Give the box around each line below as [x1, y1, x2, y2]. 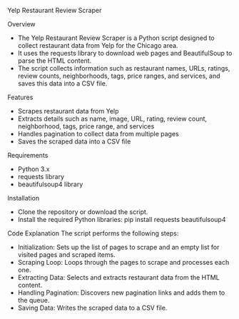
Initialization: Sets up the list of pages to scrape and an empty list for [17, 243, 220, 251]
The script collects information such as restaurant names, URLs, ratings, [17, 64, 230, 72]
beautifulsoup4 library [17, 180, 83, 188]
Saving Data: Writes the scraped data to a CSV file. [17, 303, 168, 312]
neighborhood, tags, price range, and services [17, 122, 155, 131]
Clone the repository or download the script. [17, 208, 148, 216]
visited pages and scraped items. [17, 250, 116, 259]
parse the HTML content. [17, 56, 92, 65]
